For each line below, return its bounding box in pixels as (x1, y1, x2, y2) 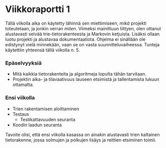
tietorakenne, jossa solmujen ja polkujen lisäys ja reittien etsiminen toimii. (5, 137, 157, 143)
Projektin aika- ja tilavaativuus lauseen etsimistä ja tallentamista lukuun (12, 77, 159, 83)
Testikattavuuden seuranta (20, 116, 75, 122)
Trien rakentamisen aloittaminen (12, 106, 79, 112)
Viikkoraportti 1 (5, 4, 70, 15)
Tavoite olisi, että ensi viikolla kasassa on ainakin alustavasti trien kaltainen (5, 131, 160, 137)
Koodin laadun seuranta (12, 122, 62, 128)
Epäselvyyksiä (5, 59, 42, 66)
